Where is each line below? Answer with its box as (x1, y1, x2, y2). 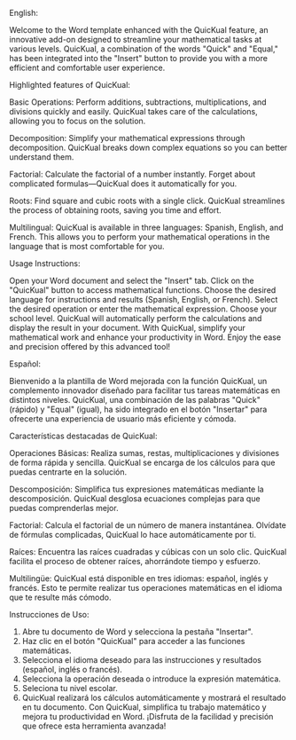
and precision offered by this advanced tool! (9, 342, 171, 351)
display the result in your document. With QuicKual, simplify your (9, 323, 245, 333)
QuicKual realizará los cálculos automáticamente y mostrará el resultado (21, 692, 286, 703)
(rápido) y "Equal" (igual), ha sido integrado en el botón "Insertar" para (9, 404, 268, 414)
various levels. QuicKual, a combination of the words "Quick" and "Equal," (9, 43, 279, 54)
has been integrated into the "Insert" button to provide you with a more (9, 53, 269, 63)
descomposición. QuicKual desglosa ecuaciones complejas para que (9, 493, 261, 504)
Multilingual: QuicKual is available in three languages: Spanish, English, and (9, 222, 284, 232)
